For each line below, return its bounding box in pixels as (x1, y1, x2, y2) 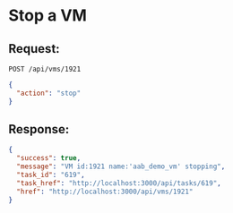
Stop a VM (8, 5, 87, 26)
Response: (8, 122, 70, 137)
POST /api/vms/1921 (8, 64, 82, 73)
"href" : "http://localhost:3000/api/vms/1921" (16, 187, 194, 196)
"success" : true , (16, 154, 82, 163)
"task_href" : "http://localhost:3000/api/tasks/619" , (16, 178, 221, 188)
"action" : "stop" (16, 89, 82, 98)
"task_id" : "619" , (16, 171, 86, 180)
